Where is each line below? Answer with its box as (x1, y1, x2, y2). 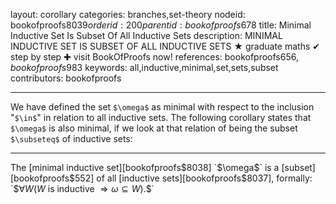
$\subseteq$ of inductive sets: (10, 133, 133, 144)
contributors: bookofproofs (10, 72, 122, 84)
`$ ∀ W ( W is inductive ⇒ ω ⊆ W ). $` (10, 183, 155, 194)
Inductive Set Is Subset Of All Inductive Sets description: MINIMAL (10, 30, 283, 41)
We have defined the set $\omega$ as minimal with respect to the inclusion (10, 101, 315, 113)
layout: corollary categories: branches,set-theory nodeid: (10, 9, 246, 20)
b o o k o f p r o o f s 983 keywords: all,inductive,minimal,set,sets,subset (10, 62, 279, 73)
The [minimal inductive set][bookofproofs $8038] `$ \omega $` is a (10, 162, 280, 173)
